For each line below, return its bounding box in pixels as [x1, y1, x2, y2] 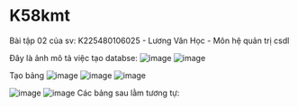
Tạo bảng [9, 69, 45, 81]
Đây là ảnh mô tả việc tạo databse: [9, 52, 138, 63]
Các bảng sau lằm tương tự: [77, 87, 180, 98]
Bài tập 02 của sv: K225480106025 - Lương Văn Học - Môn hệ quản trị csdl [9, 35, 290, 46]
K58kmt [9, 5, 70, 26]
